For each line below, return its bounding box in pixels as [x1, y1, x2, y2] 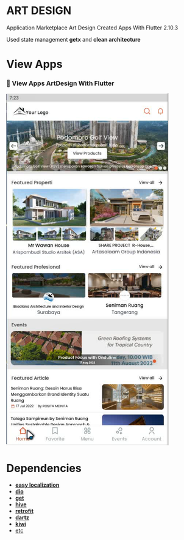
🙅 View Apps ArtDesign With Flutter [6, 79, 115, 88]
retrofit [15, 508, 34, 515]
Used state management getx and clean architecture [6, 36, 141, 43]
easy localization [15, 481, 60, 489]
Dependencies [6, 461, 82, 475]
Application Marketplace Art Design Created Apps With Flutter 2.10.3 [6, 24, 179, 31]
